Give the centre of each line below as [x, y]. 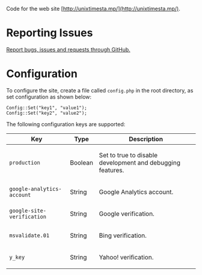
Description [146, 139]
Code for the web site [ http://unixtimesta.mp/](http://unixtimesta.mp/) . [93, 9]
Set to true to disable [128, 155]
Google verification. [127, 214]
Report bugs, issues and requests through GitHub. [68, 49]
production [25, 162]
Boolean [81, 163]
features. [112, 170]
